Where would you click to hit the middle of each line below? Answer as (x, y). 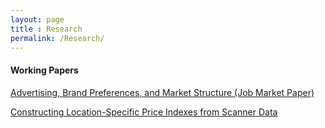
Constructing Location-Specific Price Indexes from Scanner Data (144, 112)
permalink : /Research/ (57, 38)
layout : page (37, 19)
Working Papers (44, 70)
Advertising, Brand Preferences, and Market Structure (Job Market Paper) (162, 92)
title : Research (46, 29)
